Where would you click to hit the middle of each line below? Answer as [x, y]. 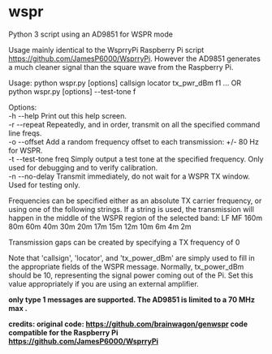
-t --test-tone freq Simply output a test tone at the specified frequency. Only [136, 159]
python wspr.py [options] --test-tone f [72, 91]
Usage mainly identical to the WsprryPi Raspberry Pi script [106, 50]
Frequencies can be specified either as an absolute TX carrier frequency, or [135, 201]
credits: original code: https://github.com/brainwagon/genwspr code [128, 324]
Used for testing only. [45, 184]
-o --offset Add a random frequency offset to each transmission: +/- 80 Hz [134, 141]
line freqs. [25, 133]
